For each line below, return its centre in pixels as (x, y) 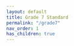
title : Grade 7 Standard (37, 17)
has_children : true (31, 34)
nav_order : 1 (23, 28)
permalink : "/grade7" (33, 23)
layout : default (26, 12)
